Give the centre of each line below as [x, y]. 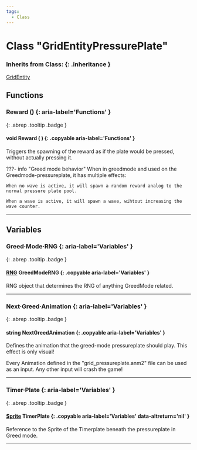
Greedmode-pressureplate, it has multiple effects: [66, 175]
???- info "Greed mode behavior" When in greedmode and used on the [91, 169]
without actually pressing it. [39, 157]
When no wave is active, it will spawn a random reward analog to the [94, 186]
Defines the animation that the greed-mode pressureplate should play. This [97, 346]
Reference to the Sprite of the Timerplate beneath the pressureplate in [91, 429]
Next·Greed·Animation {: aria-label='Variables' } [77, 306]
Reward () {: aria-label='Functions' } [59, 112]
